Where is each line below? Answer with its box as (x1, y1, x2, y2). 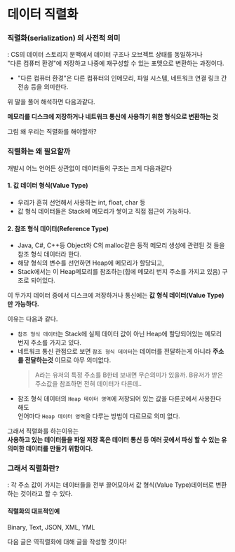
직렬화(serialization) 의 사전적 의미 (7, 33, 121, 43)
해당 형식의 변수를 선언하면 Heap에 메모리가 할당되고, (17, 258, 165, 267)
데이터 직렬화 (7, 6, 79, 22)
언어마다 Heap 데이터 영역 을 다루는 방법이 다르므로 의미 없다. (17, 412, 180, 420)
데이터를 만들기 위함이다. (25, 444, 93, 453)
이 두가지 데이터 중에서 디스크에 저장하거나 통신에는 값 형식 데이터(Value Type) (7, 291, 224, 300)
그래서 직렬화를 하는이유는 (7, 427, 79, 435)
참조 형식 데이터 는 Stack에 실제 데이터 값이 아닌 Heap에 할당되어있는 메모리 (17, 330, 222, 338)
